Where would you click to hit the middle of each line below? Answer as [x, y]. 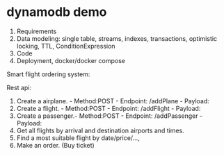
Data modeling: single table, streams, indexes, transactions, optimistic [117, 38]
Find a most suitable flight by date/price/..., [78, 138]
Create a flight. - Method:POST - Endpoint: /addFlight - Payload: [109, 108]
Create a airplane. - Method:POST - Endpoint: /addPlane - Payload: [113, 101]
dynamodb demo [57, 12]
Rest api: [19, 87]
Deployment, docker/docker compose [71, 60]
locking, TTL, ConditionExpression [66, 46]
